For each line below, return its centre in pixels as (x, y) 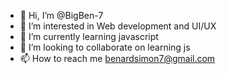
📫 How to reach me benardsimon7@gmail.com (117, 58)
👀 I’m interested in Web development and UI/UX (118, 26)
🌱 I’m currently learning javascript (89, 36)
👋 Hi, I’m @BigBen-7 (61, 15)
